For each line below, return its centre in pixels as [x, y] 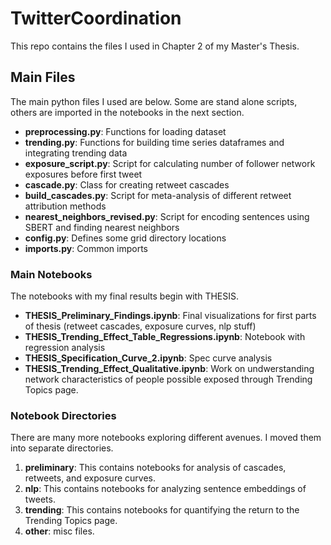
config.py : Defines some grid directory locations [125, 238]
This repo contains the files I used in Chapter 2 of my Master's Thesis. [155, 46]
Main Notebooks [51, 274]
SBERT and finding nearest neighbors [102, 227]
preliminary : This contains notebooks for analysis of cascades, [155, 468]
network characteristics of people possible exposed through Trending [168, 379]
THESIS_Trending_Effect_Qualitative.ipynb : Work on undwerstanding [169, 369]
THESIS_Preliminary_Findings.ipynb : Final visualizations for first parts [170, 316]
